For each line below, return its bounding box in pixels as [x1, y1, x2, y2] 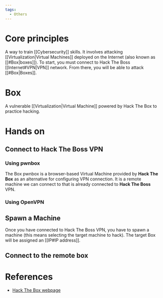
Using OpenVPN [5, 199, 45, 206]
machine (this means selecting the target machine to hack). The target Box [5, 232, 156, 238]
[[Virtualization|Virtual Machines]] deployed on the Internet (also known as [5, 54, 156, 60]
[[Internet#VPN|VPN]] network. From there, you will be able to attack [5, 65, 144, 71]
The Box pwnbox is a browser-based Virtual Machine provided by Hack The [5, 171, 158, 177]
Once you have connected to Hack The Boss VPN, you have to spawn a [5, 226, 149, 233]
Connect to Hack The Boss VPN [5, 145, 103, 153]
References [5, 271, 53, 282]
